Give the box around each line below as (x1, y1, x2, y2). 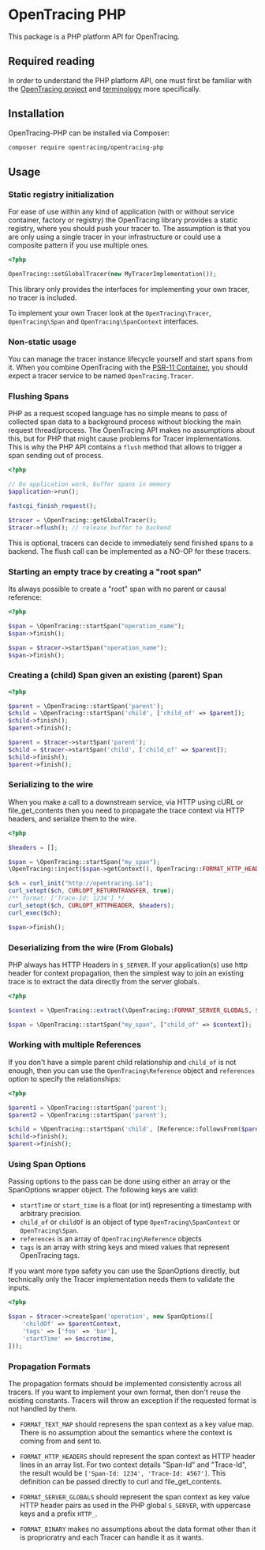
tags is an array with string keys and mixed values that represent (19, 1242, 230, 1252)
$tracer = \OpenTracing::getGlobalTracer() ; (8, 516, 157, 524)
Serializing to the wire (8, 779, 94, 790)
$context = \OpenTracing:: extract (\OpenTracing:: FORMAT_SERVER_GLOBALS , (8, 1006, 252, 1014)
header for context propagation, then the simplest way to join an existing (8, 968, 244, 978)
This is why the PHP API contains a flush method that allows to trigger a (8, 442, 243, 452)
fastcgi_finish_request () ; (8, 502, 97, 510)
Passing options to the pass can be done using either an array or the (8, 1177, 231, 1186)
